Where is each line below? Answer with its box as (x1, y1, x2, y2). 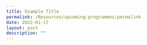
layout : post (6, 25, 38, 31)
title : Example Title (6, 8, 60, 15)
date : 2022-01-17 (6, 19, 49, 25)
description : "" (6, 30, 46, 36)
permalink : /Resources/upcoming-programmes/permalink (6, 14, 142, 20)
